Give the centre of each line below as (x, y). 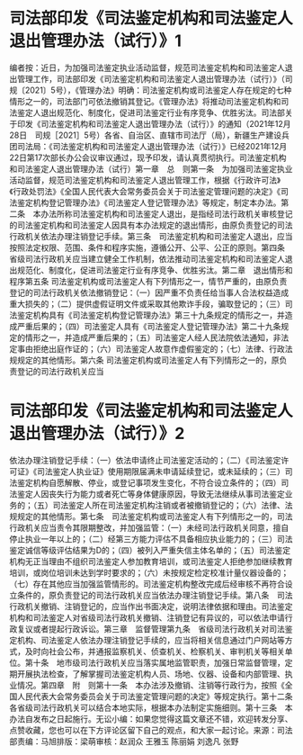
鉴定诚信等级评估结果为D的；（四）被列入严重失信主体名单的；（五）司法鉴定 (150, 550)
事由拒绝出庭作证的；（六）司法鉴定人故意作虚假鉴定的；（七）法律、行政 (151, 348)
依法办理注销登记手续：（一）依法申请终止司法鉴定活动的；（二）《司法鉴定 (145, 460)
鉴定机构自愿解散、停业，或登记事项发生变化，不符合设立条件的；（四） (149, 482)
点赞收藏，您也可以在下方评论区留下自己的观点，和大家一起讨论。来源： (143, 730)
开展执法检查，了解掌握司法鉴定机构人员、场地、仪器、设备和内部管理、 (151, 674)
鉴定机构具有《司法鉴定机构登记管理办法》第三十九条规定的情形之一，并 (151, 315)
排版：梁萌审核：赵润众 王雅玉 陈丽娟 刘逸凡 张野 (147, 741)
